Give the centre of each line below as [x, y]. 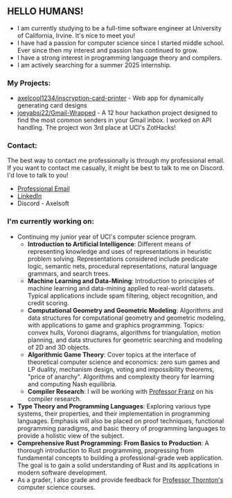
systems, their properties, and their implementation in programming [113, 413]
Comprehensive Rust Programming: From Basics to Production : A [113, 443]
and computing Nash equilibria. [72, 384]
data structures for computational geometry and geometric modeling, [126, 318]
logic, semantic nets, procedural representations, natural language [122, 266]
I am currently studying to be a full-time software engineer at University [119, 28]
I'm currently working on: [51, 221]
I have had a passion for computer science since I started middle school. [121, 43]
